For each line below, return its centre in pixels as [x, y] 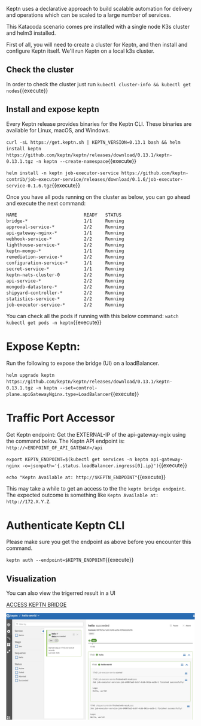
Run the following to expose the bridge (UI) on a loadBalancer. [83, 363]
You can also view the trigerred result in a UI [61, 593]
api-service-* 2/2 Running [65, 281]
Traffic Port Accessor [61, 418]
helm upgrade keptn [31, 375]
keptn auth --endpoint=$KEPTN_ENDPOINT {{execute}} [70, 560]
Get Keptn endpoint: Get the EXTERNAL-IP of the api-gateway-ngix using [96, 434]
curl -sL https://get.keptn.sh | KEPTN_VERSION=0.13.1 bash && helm [93, 142]
